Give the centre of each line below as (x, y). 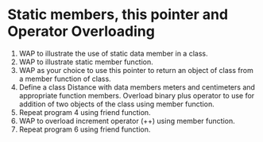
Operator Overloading (81, 31)
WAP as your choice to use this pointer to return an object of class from (136, 70)
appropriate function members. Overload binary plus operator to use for (137, 95)
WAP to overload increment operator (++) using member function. (127, 121)
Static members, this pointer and (118, 15)
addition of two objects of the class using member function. (117, 104)
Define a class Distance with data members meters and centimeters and (137, 87)
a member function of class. (65, 79)
